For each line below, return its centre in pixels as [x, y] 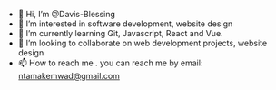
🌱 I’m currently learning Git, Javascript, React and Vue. [121, 33]
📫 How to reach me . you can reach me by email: [110, 63]
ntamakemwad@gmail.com [69, 76]
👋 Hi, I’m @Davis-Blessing [67, 14]
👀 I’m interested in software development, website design [125, 24]
